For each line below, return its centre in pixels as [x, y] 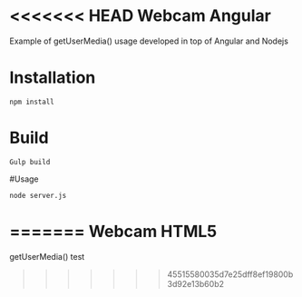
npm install [32, 102]
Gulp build [30, 162]
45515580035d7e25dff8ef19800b [230, 274]
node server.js [38, 195]
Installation [53, 78]
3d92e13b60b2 [196, 283]
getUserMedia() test [47, 256]
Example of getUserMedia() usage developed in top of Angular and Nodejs [149, 41]
